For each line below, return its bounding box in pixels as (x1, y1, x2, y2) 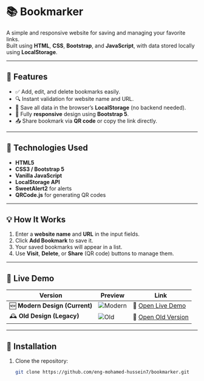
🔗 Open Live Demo (132, 301, 186, 310)
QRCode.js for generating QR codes (15, 191, 106, 198)
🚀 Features (6, 72, 48, 82)
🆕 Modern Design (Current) (9, 301, 93, 310)
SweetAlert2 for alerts (15, 185, 72, 192)
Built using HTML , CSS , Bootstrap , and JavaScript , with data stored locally (6, 42, 195, 49)
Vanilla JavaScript (15, 171, 63, 179)
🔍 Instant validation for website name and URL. (15, 95, 134, 102)
